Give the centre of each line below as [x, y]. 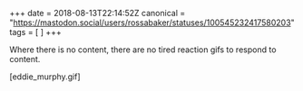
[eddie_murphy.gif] [45, 77]
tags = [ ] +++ [35, 32]
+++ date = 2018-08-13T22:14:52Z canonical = [98, 13]
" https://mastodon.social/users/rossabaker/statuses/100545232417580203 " [152, 23]
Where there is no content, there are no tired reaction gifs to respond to [143, 50]
